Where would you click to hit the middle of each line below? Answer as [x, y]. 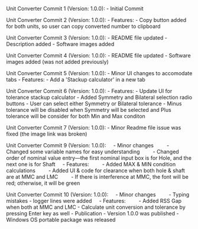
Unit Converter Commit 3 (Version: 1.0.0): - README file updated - [87, 38]
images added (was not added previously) [58, 62]
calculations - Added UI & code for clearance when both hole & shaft [95, 170]
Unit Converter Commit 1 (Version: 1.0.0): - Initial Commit [75, 9]
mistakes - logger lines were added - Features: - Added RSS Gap [94, 201]
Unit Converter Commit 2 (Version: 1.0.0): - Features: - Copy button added [96, 20]
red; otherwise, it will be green [43, 183]
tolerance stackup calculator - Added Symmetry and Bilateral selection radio [99, 97]
